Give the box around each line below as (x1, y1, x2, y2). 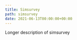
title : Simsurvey (5, 7, 40, 12)
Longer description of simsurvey (5, 30, 70, 36)
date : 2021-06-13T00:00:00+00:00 (5, 16, 73, 21)
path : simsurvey (5, 12, 38, 17)
